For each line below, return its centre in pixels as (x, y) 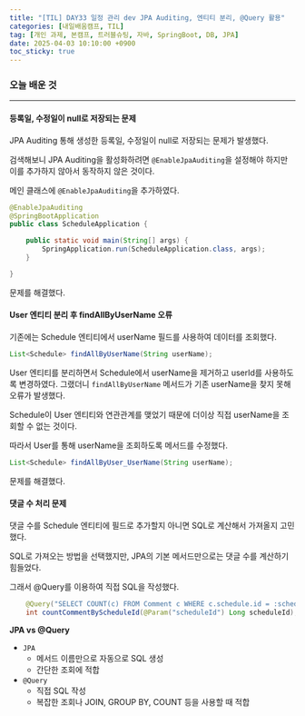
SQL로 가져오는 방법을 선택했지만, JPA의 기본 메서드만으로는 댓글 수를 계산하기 (149, 556)
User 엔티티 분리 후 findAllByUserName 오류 (91, 315)
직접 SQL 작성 (61, 691)
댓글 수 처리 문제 (38, 503)
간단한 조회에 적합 (68, 670)
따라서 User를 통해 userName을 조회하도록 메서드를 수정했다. (119, 445)
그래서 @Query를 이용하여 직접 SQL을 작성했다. (94, 586)
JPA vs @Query (39, 630)
